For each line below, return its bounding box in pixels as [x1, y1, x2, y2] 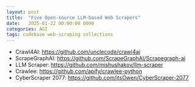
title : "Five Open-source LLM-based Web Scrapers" [6, 15, 141, 21]
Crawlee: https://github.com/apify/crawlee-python [15, 68, 142, 75]
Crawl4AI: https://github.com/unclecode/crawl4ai [15, 48, 141, 55]
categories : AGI [6, 26, 48, 32]
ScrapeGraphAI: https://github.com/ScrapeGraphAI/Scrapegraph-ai [15, 55, 186, 62]
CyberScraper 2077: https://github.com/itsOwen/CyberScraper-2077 [15, 74, 189, 82]
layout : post [6, 9, 40, 15]
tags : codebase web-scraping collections [6, 32, 114, 38]
